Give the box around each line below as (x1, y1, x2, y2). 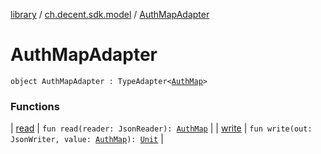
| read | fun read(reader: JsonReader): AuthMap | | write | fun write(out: (10, 122, 313, 134)
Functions (10, 99, 60, 113)
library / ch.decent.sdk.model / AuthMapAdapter (10, 9, 210, 20)
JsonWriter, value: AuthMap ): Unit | (10, 133, 164, 145)
